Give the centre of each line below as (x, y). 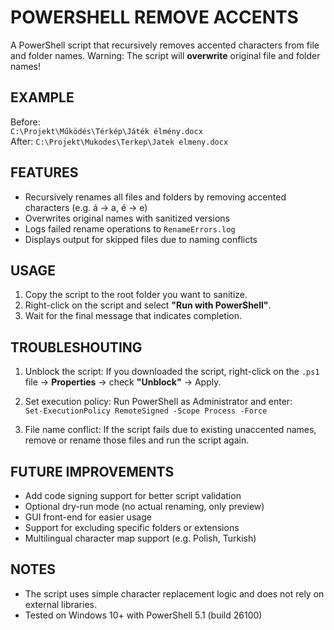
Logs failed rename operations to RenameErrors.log (130, 228)
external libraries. (60, 604)
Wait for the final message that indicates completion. (133, 316)
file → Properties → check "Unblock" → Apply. (123, 382)
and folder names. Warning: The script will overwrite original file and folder (165, 55)
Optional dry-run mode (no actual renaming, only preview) (144, 506)
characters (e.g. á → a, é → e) (86, 207)
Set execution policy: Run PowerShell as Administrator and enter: (158, 402)
